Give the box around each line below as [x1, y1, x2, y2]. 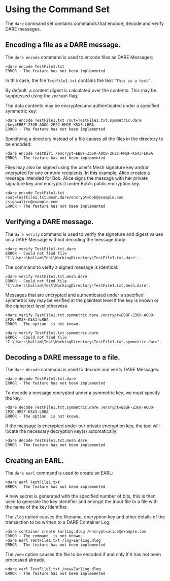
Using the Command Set [5, 4, 110, 15]
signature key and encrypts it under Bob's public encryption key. [5, 180, 141, 186]
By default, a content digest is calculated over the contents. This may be [5, 87, 157, 93]
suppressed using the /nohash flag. [5, 93, 79, 99]
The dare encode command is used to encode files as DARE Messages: [5, 54, 153, 60]
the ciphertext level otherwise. [5, 302, 69, 309]
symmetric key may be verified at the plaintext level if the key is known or [5, 297, 159, 303]
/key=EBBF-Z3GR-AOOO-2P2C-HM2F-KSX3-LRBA [5, 122, 94, 127]
